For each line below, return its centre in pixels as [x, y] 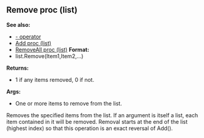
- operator [28, 37]
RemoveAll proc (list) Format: [52, 49]
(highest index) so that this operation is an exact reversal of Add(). [89, 128]
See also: [18, 24]
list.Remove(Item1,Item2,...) [49, 56]
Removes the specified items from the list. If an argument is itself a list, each [102, 115]
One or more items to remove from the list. [68, 103]
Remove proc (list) [42, 10]
